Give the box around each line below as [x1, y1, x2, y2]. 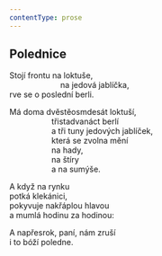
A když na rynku [9, 181, 70, 192]
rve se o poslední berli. [9, 89, 94, 100]
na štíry [50, 154, 79, 165]
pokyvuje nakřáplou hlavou [9, 200, 110, 211]
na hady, [50, 145, 84, 155]
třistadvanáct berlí [50, 116, 120, 127]
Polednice [9, 47, 67, 62]
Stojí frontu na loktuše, [9, 70, 94, 81]
